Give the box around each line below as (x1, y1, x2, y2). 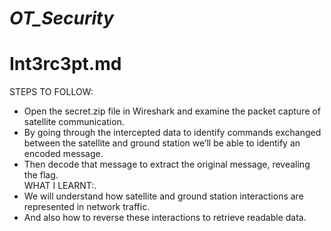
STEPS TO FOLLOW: (9, 86, 94, 98)
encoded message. (23, 148, 104, 160)
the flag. (23, 169, 59, 181)
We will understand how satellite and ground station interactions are (23, 190, 304, 202)
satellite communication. (23, 116, 125, 128)
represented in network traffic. (23, 201, 151, 213)
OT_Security (9, 7, 114, 30)
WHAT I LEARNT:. (23, 180, 97, 192)
